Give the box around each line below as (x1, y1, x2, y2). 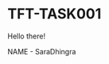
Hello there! (7, 31, 45, 41)
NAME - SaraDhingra (7, 46, 76, 56)
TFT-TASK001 (7, 5, 102, 23)
